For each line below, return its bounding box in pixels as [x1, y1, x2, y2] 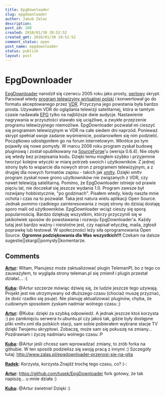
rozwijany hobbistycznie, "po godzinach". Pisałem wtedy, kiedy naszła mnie [5, 191, 159, 197]
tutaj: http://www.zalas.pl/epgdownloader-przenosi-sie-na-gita [5, 352, 133, 357]
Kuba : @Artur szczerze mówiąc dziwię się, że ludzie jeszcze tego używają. [5, 285, 158, 291]
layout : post [5, 53, 32, 58]
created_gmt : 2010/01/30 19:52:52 [5, 35, 76, 40]
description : [5, 21, 32, 26]
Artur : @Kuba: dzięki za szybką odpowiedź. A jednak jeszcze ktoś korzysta [5, 311, 159, 317]
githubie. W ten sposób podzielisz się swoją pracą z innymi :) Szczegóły [5, 346, 151, 352]
